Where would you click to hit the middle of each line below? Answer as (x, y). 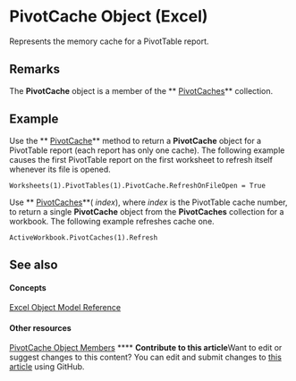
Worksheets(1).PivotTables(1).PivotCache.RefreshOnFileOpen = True (138, 185)
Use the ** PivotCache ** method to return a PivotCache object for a (135, 140)
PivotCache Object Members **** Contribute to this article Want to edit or (146, 348)
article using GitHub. (47, 367)
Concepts (28, 287)
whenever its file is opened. (60, 169)
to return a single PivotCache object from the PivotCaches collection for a (147, 211)
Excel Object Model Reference (65, 308)
